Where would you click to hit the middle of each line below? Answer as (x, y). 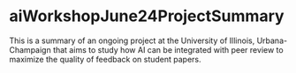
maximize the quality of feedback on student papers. (105, 59)
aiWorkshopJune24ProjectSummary (147, 16)
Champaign (30, 49)
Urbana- (272, 40)
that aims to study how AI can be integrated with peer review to (168, 49)
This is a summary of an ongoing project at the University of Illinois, (132, 40)
